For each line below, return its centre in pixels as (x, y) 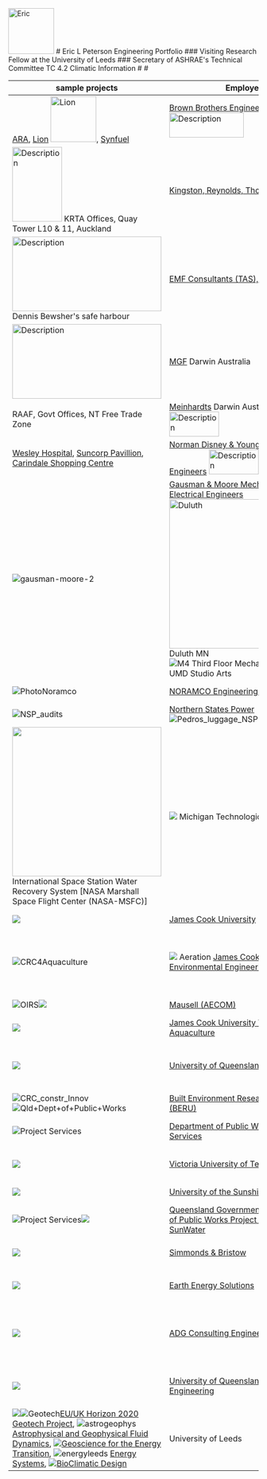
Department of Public (209, 1126)
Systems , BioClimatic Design (70, 1463)
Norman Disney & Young (215, 445)
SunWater (188, 1229)
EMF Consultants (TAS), (214, 279)
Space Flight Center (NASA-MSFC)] (80, 901)
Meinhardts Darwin (205, 407)
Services (186, 1136)
